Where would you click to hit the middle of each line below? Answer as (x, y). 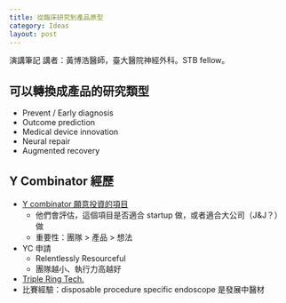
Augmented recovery (61, 151)
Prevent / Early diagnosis (68, 113)
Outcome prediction (59, 123)
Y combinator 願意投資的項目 (75, 204)
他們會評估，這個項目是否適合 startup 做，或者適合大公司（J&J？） (159, 215)
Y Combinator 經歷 (61, 181)
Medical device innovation (70, 132)
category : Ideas (39, 26)
